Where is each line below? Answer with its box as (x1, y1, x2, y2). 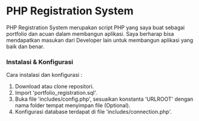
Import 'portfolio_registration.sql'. (14, 89, 98, 97)
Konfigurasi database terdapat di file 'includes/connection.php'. (14, 108, 172, 116)
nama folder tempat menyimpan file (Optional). (14, 102, 131, 109)
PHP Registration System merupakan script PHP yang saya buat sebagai (6, 24, 185, 31)
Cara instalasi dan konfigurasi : (6, 72, 83, 79)
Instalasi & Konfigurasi (6, 58, 74, 66)
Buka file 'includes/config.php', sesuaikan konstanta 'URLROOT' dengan (14, 95, 194, 103)
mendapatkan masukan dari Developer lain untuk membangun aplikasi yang (6, 36, 194, 44)
